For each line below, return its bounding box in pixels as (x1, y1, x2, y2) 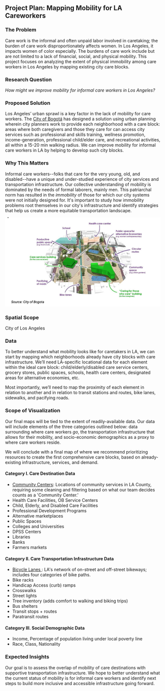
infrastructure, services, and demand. (22, 459, 99, 465)
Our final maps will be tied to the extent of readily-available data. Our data (5, 418, 155, 424)
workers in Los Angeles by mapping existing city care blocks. (5, 64, 130, 69)
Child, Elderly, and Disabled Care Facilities (12, 502, 99, 508)
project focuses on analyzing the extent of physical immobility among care (5, 59, 157, 65)
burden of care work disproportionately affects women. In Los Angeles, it (5, 43, 154, 49)
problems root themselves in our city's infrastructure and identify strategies (5, 202, 159, 208)
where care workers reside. (5, 439, 61, 445)
